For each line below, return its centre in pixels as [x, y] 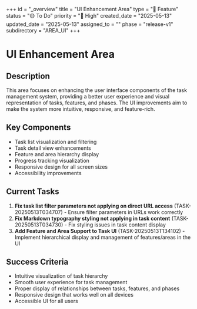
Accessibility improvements [48, 173]
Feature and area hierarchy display [57, 154]
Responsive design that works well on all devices [74, 295]
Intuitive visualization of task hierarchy [61, 276]
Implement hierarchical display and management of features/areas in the [103, 237]
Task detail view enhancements [53, 148]
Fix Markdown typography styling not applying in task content [92, 218]
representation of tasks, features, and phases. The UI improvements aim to [97, 103]
